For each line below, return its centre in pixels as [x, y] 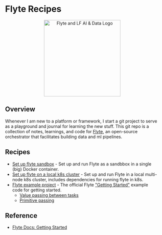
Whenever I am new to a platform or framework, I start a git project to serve [81, 121]
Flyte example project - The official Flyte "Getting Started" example [80, 185]
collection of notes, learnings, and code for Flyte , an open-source [71, 131]
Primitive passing [37, 200]
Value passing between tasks [49, 195]
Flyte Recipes [33, 9]
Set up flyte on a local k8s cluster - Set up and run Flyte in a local [78, 174]
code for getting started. [37, 190]
